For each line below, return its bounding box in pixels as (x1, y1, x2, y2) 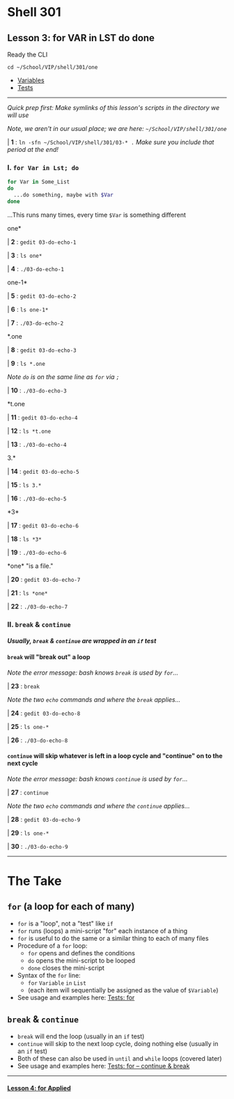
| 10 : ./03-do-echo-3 (7, 386, 68, 394)
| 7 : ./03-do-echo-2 (7, 318, 64, 327)
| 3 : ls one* (7, 251, 42, 259)
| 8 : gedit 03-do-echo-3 (7, 346, 77, 354)
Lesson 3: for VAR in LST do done (7, 32, 155, 44)
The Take (7, 873, 62, 889)
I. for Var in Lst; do (7, 162, 79, 172)
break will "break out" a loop (7, 652, 91, 661)
